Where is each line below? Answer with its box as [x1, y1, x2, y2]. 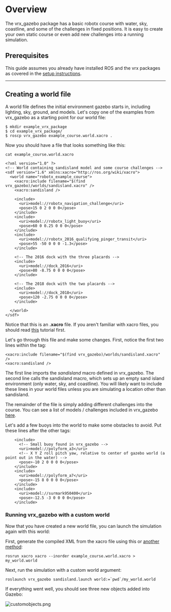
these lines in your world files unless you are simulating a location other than [5, 386, 166, 392]
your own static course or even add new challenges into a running [5, 31, 144, 37]
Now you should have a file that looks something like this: [5, 142, 126, 148]
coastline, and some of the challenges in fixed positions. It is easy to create [5, 25, 163, 32]
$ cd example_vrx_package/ [5, 128, 63, 134]
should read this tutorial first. [5, 327, 66, 333]
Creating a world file [5, 90, 71, 99]
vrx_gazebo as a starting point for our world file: [5, 114, 106, 120]
